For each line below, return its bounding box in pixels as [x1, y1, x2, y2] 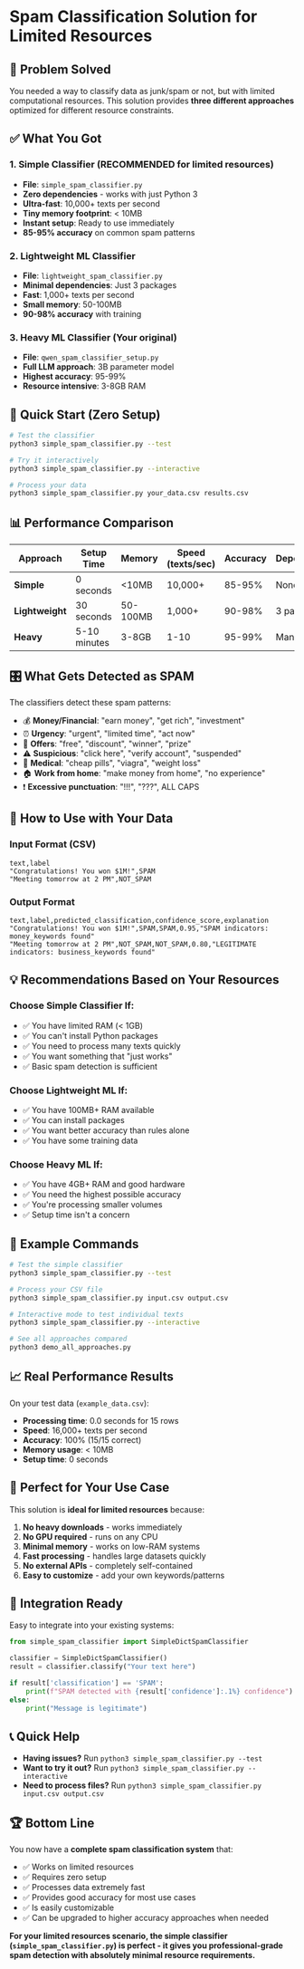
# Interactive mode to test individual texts [9, 1310, 184, 1319]
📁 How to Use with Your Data [9, 811, 174, 826]
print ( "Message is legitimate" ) [25, 1704, 147, 1713]
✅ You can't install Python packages [22, 1030, 158, 1041]
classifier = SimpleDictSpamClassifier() [9, 1654, 168, 1663]
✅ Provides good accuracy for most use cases [22, 1892, 196, 1903]
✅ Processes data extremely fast [22, 1882, 146, 1893]
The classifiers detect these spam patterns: [9, 696, 172, 707]
